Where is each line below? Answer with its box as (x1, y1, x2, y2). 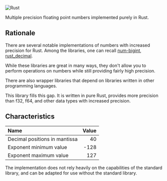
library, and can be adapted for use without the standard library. (5, 170, 137, 176)
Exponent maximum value (8, 151, 69, 158)
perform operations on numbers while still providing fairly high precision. (5, 67, 155, 73)
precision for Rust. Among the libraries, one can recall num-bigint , (5, 47, 142, 53)
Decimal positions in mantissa (8, 135, 78, 142)
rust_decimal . (5, 52, 33, 58)
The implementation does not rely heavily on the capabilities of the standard (5, 164, 162, 170)
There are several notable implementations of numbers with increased (5, 42, 150, 48)
